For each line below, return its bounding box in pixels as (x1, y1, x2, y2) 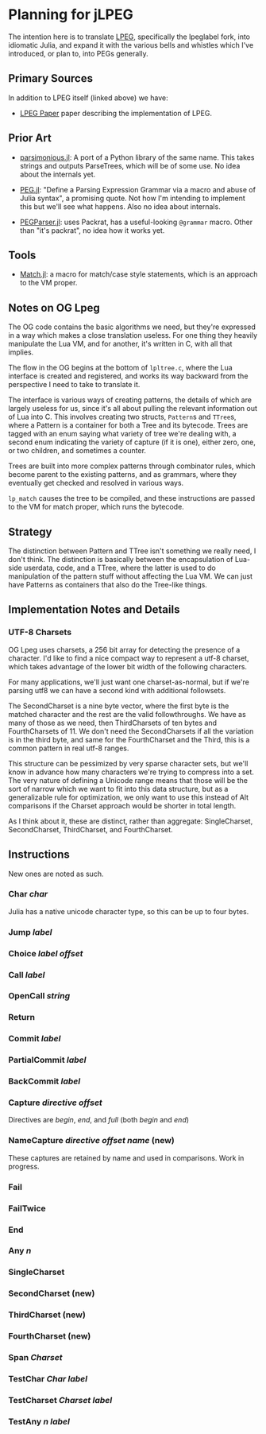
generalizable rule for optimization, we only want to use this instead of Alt (8, 793, 249, 802)
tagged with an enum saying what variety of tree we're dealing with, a (8, 429, 237, 439)
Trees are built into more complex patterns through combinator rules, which (8, 461, 256, 471)
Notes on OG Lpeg (8, 300, 101, 315)
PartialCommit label (8, 1055, 87, 1066)
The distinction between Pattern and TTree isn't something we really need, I (8, 546, 256, 556)
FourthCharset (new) (8, 1331, 91, 1342)
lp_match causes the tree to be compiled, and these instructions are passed (8, 494, 256, 503)
